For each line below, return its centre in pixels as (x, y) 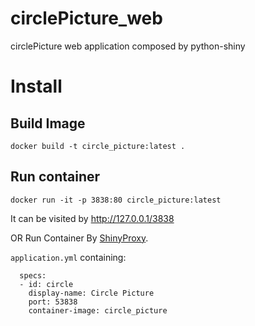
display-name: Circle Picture (91, 293)
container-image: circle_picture (98, 310)
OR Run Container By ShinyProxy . (79, 238)
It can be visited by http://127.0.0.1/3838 (92, 218)
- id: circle (46, 284)
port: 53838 (53, 302)
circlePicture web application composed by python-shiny (128, 46)
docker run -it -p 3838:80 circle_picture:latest (116, 200)
